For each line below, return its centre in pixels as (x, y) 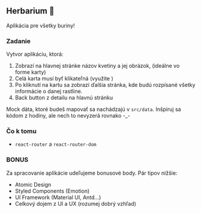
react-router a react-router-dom (55, 144)
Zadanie (19, 41)
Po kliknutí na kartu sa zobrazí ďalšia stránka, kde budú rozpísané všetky (105, 85)
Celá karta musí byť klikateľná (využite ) (64, 79)
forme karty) (30, 72)
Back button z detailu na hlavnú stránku (64, 98)
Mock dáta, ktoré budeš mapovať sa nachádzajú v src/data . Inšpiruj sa (94, 109)
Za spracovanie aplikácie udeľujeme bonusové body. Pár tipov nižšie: (92, 173)
